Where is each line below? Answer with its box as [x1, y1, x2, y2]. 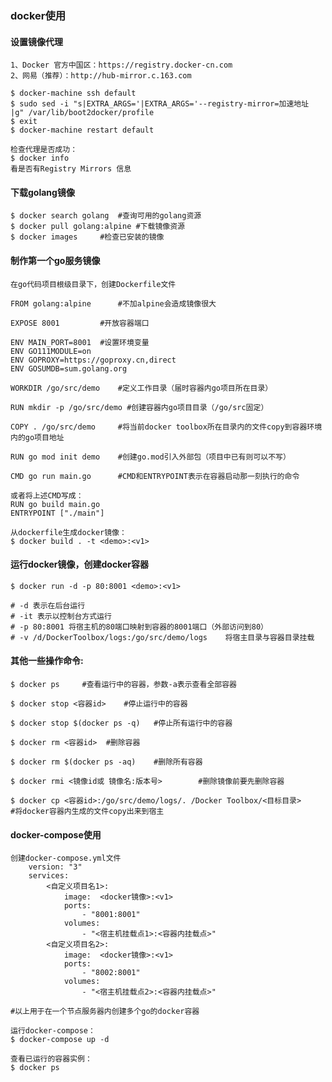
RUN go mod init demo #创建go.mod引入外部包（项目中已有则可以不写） [10, 452, 291, 462]
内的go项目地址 [10, 432, 65, 442]
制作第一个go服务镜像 [10, 254, 101, 266]
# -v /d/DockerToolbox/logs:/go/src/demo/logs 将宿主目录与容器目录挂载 [10, 632, 315, 642]
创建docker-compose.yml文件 [10, 853, 122, 864]
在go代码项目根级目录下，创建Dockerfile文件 [10, 279, 177, 289]
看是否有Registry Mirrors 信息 [10, 164, 132, 174]
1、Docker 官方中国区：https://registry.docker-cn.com [10, 60, 233, 71]
